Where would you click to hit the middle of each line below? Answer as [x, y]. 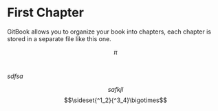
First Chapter [46, 13]
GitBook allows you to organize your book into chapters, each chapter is [109, 32]
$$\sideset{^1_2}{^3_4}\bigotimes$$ [116, 100]
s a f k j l [116, 90]
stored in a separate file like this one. [59, 38]
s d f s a [15, 76]
